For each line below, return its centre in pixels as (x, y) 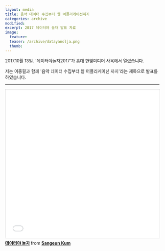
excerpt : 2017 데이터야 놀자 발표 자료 (41, 28)
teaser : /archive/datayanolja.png (45, 42)
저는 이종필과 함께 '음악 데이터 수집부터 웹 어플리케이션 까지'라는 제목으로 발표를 (82, 71)
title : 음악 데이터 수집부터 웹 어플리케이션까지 (47, 14)
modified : (15, 23)
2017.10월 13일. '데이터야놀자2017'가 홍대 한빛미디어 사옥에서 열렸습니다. (75, 61)
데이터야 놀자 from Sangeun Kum (38, 243)
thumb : (16, 46)
